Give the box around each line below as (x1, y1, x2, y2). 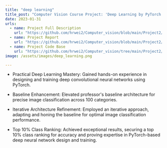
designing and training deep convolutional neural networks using (12, 76, 146, 82)
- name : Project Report (9, 35, 59, 40)
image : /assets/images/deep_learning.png (5, 53, 92, 59)
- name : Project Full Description (9, 26, 81, 31)
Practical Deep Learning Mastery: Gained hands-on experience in (12, 72, 147, 77)
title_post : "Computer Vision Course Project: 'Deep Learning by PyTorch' (5, 12, 164, 17)
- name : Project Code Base (9, 44, 66, 49)
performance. (12, 117, 41, 123)
